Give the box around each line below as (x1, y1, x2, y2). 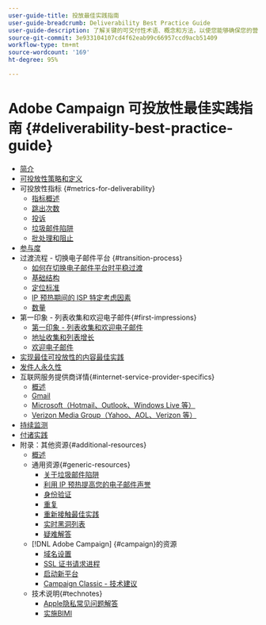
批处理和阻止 (31, 233, 74, 243)
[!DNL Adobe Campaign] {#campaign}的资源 (31, 539, 177, 548)
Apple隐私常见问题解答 (43, 598, 119, 608)
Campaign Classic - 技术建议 (43, 578, 138, 588)
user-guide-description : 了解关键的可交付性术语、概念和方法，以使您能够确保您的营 (8, 26, 259, 34)
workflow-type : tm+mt (8, 41, 80, 49)
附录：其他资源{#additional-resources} (19, 439, 147, 449)
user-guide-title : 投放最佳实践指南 (8, 11, 120, 20)
